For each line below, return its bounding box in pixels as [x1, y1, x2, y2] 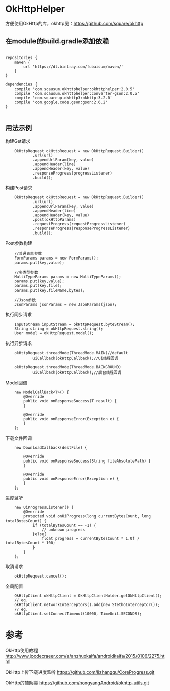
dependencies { [5, 82, 38, 87]
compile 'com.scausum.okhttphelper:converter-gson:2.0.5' [14, 91, 140, 96]
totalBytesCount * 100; [5, 540, 56, 545]
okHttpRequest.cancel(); [14, 573, 67, 579]
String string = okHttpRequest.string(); [14, 326, 103, 331]
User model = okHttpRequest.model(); [14, 330, 94, 336]
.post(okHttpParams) [32, 217, 76, 222]
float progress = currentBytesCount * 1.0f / [41, 536, 140, 541]
